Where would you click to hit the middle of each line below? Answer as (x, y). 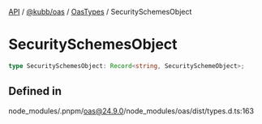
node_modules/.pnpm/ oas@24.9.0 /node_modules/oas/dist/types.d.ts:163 (131, 111)
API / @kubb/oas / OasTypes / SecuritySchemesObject (100, 12)
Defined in (35, 91)
